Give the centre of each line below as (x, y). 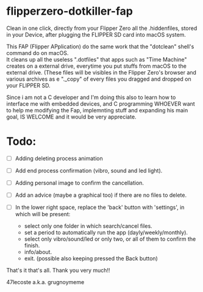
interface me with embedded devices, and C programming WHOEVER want (101, 104)
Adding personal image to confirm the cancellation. (80, 183)
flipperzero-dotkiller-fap (69, 11)
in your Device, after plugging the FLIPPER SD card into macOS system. (96, 34)
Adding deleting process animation (59, 158)
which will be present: (43, 214)
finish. (32, 246)
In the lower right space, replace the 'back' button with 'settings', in (100, 207)
